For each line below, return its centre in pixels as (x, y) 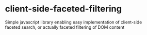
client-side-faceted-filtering (64, 9)
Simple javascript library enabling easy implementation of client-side (73, 22)
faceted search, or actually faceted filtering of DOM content (65, 27)
